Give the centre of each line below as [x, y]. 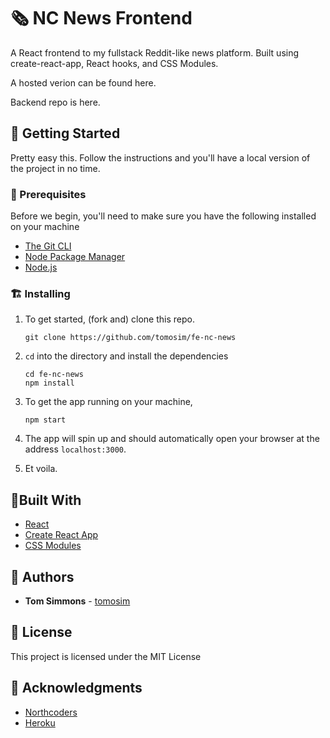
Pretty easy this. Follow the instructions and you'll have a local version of [160, 157]
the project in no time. [55, 168]
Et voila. [41, 469]
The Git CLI [48, 246]
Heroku [40, 722]
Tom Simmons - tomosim [77, 601]
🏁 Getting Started [65, 133]
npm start [45, 420]
